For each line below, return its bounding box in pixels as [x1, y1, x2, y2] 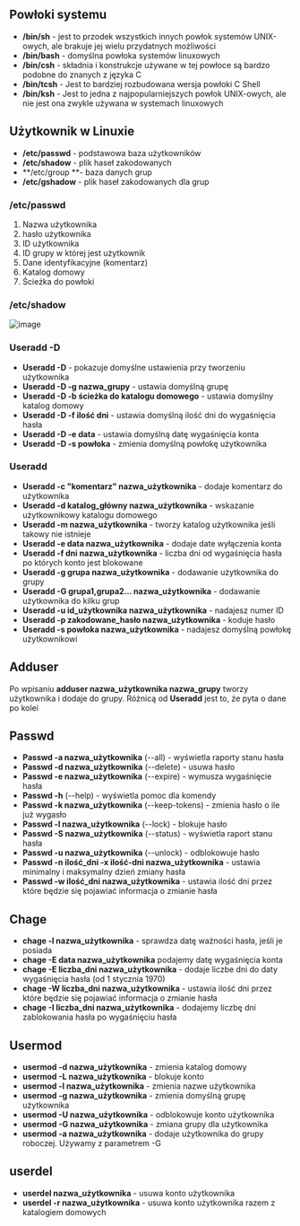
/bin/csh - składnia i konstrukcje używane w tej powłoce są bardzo [21, 59, 270, 70]
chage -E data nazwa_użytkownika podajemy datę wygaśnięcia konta [21, 955, 284, 966]
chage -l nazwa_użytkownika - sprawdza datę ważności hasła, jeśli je [21, 935, 284, 946]
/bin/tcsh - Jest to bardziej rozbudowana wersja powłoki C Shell [21, 78, 261, 89]
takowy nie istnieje [21, 529, 91, 539]
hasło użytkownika [21, 228, 91, 239]
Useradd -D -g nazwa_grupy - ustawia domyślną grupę [21, 381, 229, 391]
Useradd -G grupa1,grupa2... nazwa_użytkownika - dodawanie [21, 585, 261, 596]
